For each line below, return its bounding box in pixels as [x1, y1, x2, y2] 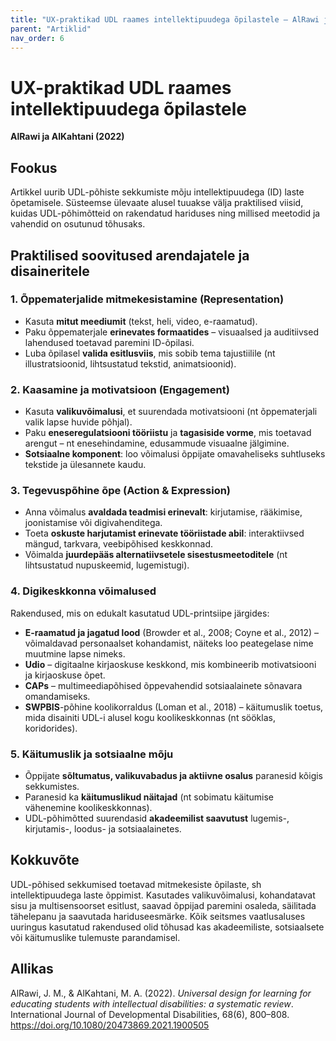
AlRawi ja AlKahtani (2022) [10, 131, 125, 143]
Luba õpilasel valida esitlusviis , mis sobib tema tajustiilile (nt [24, 347, 276, 359]
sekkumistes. [24, 781, 80, 792]
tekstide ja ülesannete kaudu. [24, 459, 147, 471]
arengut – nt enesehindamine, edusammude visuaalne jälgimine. [24, 437, 290, 450]
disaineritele [10, 262, 90, 280]
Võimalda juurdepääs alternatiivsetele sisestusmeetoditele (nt [24, 549, 288, 561]
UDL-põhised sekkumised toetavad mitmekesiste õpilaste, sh [10, 878, 262, 890]
